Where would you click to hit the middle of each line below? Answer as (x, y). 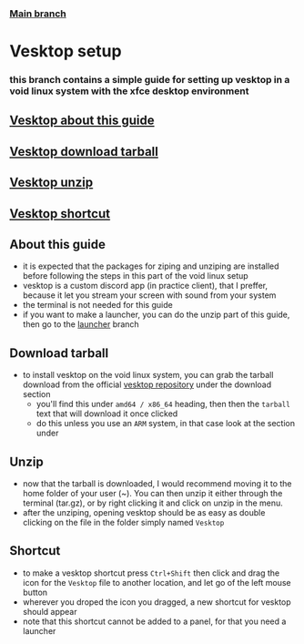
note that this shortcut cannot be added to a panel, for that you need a (154, 621)
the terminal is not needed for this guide (97, 305)
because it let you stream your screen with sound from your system (149, 295)
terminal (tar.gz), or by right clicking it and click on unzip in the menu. (153, 503)
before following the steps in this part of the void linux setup (135, 276)
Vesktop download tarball (84, 152)
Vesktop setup (66, 51)
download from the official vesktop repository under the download (147, 384)
